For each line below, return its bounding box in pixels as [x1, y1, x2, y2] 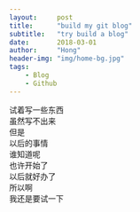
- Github [25, 79, 58, 88]
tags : [9, 63, 29, 72]
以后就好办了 [9, 170, 56, 182]
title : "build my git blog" [9, 21, 133, 30]
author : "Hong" [9, 46, 82, 55]
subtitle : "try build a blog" [9, 29, 128, 38]
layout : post [9, 12, 74, 22]
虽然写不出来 [9, 115, 56, 126]
